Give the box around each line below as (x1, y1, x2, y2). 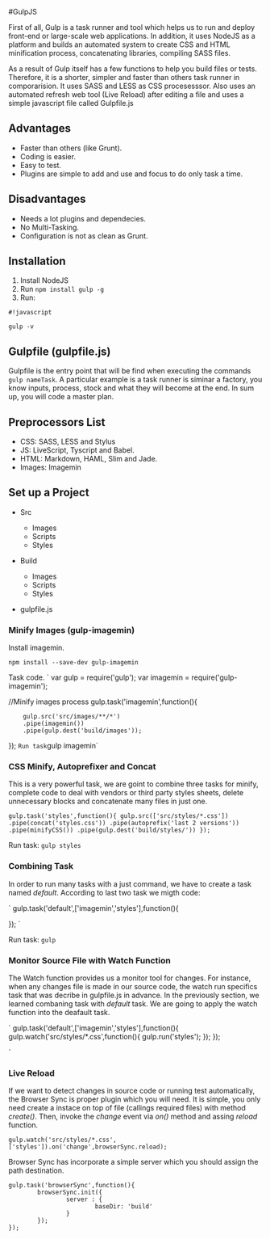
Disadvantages (8, 192, 86, 206)
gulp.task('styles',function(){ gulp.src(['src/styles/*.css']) (8, 812, 229, 820)
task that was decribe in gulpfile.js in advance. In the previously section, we (8, 990, 260, 1001)
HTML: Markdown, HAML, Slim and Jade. (19, 454, 158, 464)
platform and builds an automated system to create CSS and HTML (8, 40, 231, 49)
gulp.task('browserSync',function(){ (8, 1182, 135, 1190)
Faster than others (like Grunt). (19, 143, 123, 153)
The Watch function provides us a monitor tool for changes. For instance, (8, 973, 251, 983)
